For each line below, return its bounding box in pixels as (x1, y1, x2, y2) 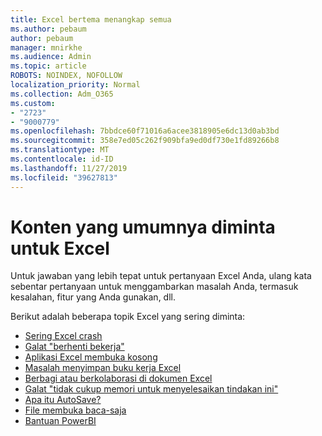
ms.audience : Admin (10, 52, 92, 62)
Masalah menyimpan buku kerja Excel (24, 362, 182, 374)
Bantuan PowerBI (24, 415, 97, 427)
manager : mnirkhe (10, 42, 83, 53)
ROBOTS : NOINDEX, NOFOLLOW (10, 71, 123, 81)
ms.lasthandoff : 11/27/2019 (10, 163, 128, 173)
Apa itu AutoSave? (24, 394, 102, 406)
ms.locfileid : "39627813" (10, 172, 118, 183)
